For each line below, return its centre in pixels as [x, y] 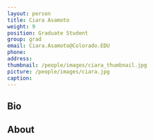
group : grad [24, 40]
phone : [17, 53]
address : [20, 59]
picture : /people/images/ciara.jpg [59, 71]
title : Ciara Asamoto [38, 20]
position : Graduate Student [48, 33]
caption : [20, 78]
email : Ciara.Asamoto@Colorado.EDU [59, 46]
